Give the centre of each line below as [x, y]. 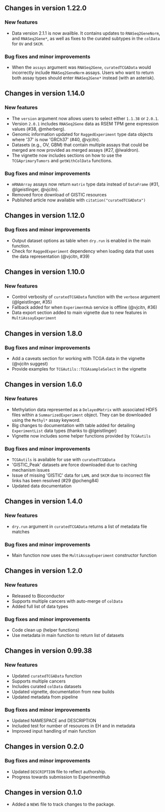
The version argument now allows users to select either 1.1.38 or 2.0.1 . [85, 118]
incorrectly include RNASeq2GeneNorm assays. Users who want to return [83, 72]
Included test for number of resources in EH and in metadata [73, 726]
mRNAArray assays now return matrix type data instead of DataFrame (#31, [85, 184]
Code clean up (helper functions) [45, 630]
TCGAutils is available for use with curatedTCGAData [63, 460]
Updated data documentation [42, 486]
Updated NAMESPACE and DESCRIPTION [54, 720]
